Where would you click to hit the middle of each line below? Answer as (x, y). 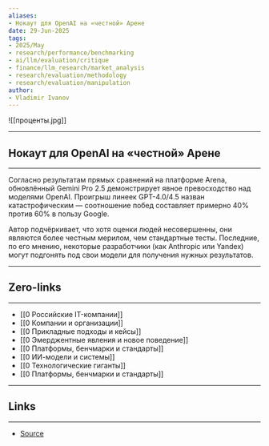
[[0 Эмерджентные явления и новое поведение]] (104, 340)
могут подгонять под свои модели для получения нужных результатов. (131, 255)
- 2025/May (26, 46)
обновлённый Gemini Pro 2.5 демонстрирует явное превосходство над (130, 188)
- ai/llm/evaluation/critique (59, 61)
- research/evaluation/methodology (68, 75)
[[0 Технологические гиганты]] (73, 365)
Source (32, 433)
